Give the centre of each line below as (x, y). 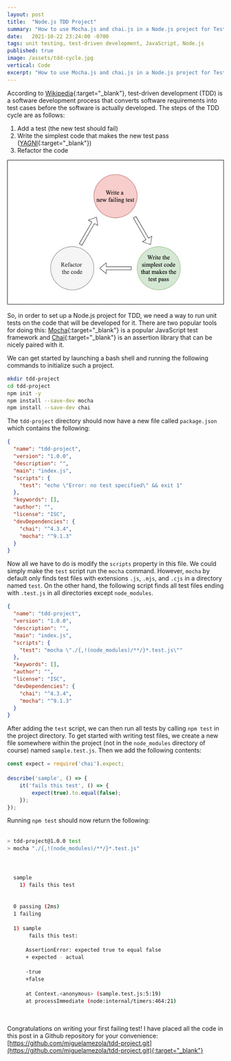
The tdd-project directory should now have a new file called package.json (112, 421)
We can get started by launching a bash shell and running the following (108, 358)
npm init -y (24, 393)
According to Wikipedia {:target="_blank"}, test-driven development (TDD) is (115, 93)
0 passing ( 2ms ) (36, 907)
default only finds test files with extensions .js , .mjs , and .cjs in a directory (114, 579)
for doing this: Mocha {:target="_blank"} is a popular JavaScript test (102, 330)
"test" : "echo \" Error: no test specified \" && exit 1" (101, 485)
